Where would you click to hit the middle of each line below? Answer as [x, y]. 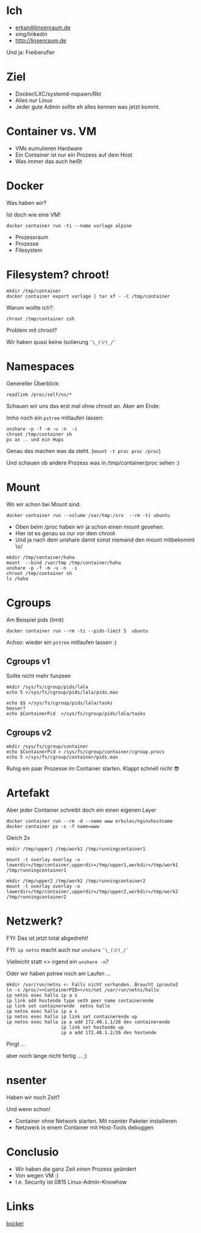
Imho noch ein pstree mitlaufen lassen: [55, 418]
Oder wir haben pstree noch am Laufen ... [58, 974]
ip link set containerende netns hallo [58, 1006]
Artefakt [28, 793]
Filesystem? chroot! [58, 274]
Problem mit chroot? [32, 330]
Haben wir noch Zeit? [33, 1097]
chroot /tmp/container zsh [41, 319]
